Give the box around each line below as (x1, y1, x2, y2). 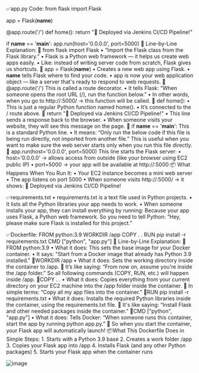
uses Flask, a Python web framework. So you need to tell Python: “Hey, (6, 213, 181, 220)
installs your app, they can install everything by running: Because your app (6, 207, 189, 214)
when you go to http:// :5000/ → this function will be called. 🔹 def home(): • (6, 97, 190, 104)
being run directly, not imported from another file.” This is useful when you (6, 135, 189, 142)
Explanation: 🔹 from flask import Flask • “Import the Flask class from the (6, 47, 184, 53)
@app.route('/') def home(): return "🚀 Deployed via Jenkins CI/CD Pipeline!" (6, 29, 192, 35)
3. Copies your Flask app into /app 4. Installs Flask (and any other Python (6, 342, 186, 349)
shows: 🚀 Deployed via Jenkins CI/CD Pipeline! (6, 182, 122, 189)
